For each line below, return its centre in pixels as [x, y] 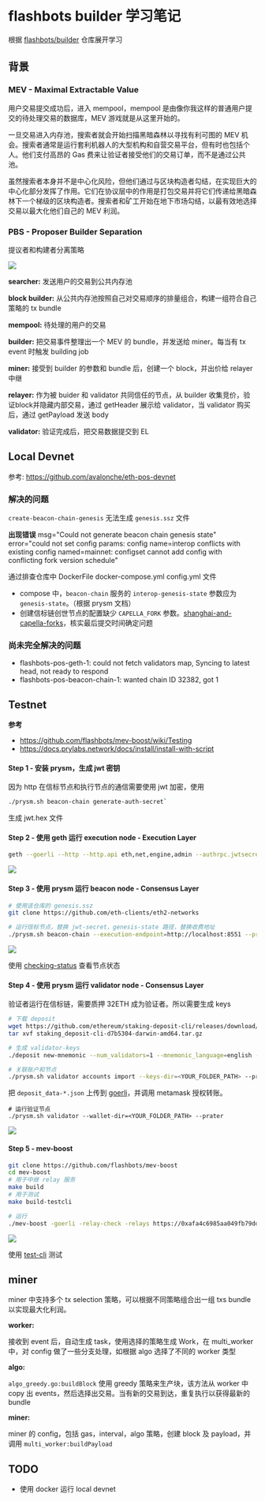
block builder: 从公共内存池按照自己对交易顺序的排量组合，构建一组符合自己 [132, 298]
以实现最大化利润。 [39, 1310]
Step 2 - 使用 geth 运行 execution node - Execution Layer [103, 837]
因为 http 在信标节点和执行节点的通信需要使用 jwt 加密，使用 [106, 787]
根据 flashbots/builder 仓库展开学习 [65, 39]
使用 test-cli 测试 [35, 1254]
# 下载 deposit [32, 1019]
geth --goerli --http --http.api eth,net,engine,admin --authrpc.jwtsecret [135, 855]
